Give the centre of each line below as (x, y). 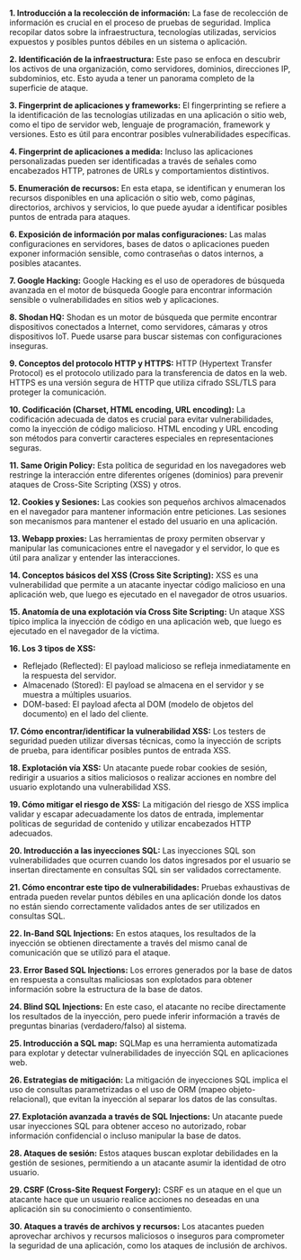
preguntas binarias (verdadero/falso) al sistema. (98, 1026)
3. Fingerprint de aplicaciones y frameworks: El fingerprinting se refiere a (148, 105)
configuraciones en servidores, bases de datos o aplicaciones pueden (139, 244)
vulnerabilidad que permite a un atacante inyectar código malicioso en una (147, 584)
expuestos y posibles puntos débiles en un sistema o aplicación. (128, 41)
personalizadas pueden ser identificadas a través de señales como (133, 161)
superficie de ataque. (49, 88)
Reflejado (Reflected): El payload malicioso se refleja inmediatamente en (156, 666)
